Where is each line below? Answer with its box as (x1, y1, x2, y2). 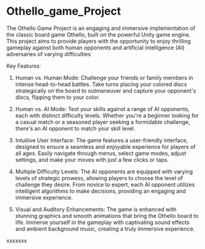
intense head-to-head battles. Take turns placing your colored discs (15, 81, 187, 88)
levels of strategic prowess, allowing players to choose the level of (15, 174, 184, 181)
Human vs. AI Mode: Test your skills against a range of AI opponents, (15, 105, 190, 112)
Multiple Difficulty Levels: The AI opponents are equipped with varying (15, 168, 193, 175)
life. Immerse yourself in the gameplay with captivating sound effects (15, 218, 190, 226)
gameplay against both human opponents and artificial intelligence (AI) (6, 44, 185, 51)
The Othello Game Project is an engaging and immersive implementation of (6, 24, 196, 32)
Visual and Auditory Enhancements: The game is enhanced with (15, 206, 177, 213)
